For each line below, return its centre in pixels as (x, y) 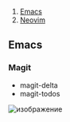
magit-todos (40, 93)
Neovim (33, 20)
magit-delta (39, 85)
